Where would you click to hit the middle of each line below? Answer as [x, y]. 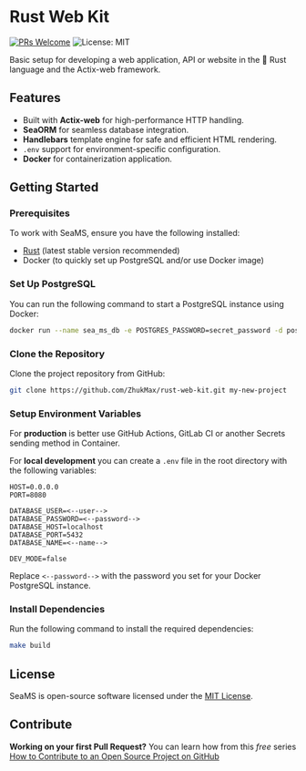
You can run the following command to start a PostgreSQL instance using [147, 303]
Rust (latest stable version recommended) [101, 251]
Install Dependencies [57, 609]
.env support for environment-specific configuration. [122, 149]
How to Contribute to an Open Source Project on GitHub [115, 756]
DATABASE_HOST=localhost [56, 527]
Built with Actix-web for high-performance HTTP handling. [133, 119]
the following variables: [53, 470]
